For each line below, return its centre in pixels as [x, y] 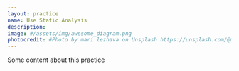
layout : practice [33, 14]
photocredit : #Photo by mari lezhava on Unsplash [83, 40]
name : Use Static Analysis [47, 20]
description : [27, 27]
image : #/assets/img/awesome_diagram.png [70, 33]
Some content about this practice [56, 60]
